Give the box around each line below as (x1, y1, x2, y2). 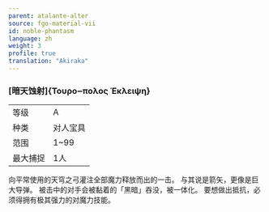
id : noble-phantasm (8, 27, 75, 35)
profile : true (8, 49, 57, 57)
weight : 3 (8, 42, 42, 50)
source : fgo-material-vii (8, 19, 96, 28)
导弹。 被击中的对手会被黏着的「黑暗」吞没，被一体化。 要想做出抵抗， (15, 185, 254, 195)
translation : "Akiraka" (8, 57, 89, 66)
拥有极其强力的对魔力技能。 (22, 195, 115, 205)
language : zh (8, 34, 53, 43)
